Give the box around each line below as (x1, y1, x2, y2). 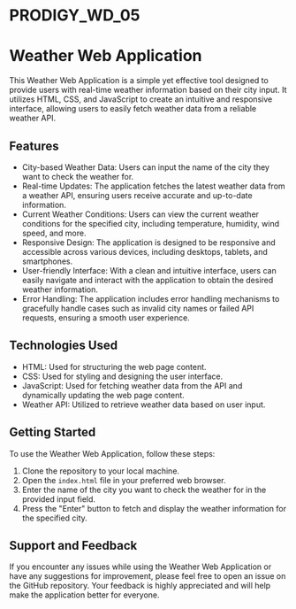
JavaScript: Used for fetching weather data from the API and (21, 380, 243, 390)
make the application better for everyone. (9, 590, 161, 600)
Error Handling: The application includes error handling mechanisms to (21, 293, 280, 304)
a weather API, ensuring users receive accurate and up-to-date (21, 189, 254, 200)
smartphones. (21, 256, 73, 266)
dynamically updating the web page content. (21, 389, 186, 400)
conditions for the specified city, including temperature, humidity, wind (21, 218, 280, 228)
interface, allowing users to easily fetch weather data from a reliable (9, 104, 257, 114)
